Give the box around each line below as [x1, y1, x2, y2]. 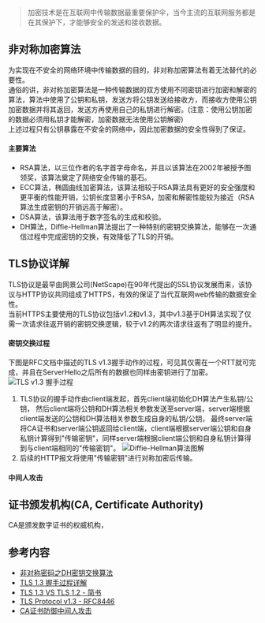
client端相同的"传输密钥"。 [33, 443, 121, 453]
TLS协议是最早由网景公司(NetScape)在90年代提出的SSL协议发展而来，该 [8, 279, 246, 289]
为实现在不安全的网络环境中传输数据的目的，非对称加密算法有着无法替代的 [8, 65, 250, 74]
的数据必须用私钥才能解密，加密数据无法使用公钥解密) [8, 114, 184, 124]
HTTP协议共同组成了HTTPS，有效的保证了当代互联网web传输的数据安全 [21, 289, 257, 299]
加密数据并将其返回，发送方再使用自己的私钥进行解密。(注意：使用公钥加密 [8, 104, 253, 114]
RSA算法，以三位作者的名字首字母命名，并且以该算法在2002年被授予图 [19, 163, 252, 173]
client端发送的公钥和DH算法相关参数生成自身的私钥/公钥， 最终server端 [19, 414, 253, 423]
